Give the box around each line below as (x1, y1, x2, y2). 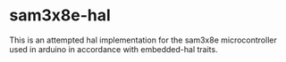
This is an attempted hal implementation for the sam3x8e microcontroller (9, 35, 277, 45)
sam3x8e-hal (9, 5, 112, 26)
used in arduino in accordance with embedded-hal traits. (9, 43, 218, 54)
